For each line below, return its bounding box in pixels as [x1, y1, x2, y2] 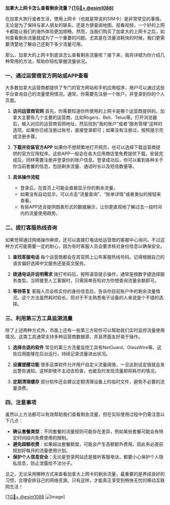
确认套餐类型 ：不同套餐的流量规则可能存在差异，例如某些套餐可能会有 [12, 428, 159, 434]
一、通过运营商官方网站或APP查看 [5, 72, 89, 79]
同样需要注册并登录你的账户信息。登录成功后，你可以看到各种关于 [26, 157, 163, 163]
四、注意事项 [5, 398, 37, 406]
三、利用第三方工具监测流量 [5, 315, 73, 322]
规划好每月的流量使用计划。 [12, 448, 71, 454]
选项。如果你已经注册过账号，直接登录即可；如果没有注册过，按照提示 [12, 127, 159, 133]
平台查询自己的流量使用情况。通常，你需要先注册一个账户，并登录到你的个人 [5, 91, 165, 97]
